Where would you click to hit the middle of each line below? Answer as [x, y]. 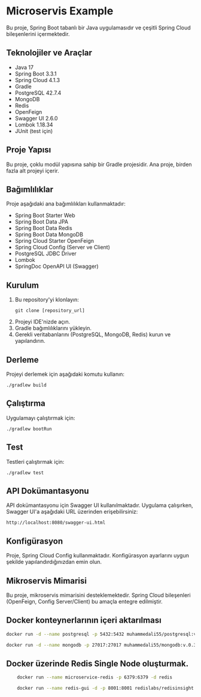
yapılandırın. [30, 341]
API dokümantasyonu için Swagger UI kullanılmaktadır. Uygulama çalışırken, [100, 505]
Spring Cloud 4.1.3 [37, 80]
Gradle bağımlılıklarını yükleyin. [53, 328]
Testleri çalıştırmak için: [35, 461]
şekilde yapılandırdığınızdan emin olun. [54, 562]
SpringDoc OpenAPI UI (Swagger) [57, 266]
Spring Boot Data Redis [44, 228]
